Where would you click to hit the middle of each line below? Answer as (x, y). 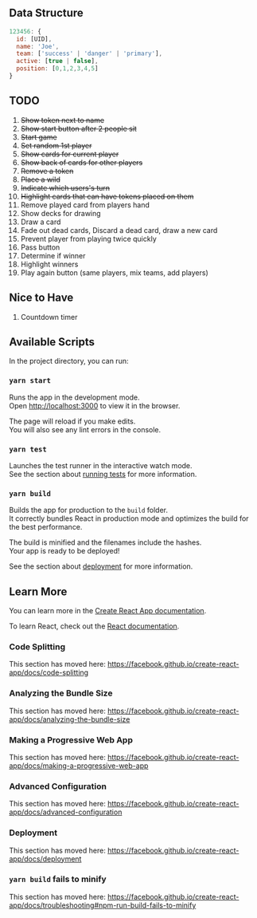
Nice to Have (41, 298)
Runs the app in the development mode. (74, 397)
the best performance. (46, 527)
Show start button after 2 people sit (79, 128)
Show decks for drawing (61, 213)
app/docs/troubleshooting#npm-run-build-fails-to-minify (103, 905)
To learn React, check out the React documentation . (94, 626)
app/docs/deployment (45, 859)
